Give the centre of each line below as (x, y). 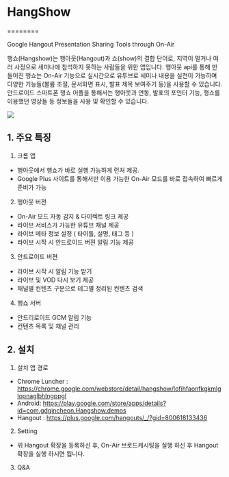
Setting (27, 431)
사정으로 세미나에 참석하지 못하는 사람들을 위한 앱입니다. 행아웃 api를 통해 (112, 66)
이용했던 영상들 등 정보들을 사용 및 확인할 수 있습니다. (78, 101)
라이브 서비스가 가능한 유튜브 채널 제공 (68, 225)
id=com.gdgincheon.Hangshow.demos (71, 410)
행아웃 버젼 (32, 201)
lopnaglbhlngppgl (42, 395)
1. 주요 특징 (29, 138)
